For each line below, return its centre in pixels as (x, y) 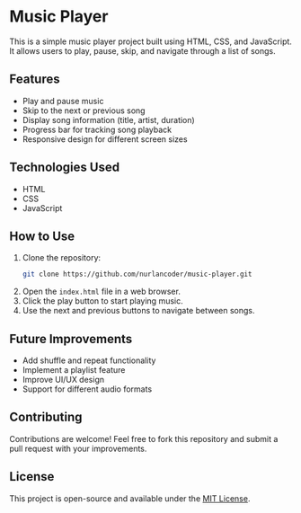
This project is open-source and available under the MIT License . (130, 498)
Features (35, 80)
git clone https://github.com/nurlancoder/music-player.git (137, 274)
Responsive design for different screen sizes (105, 139)
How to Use (42, 236)
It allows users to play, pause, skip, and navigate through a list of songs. (142, 50)
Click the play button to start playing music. (102, 301)
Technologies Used (64, 168)
